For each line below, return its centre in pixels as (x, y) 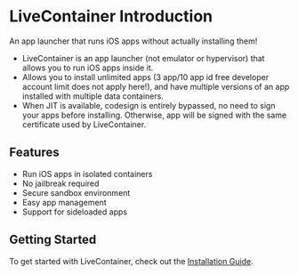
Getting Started (53, 240)
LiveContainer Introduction (111, 16)
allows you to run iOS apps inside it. (88, 68)
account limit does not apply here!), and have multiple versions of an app (156, 86)
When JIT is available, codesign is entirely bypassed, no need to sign (149, 105)
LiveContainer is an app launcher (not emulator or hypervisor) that (143, 58)
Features (34, 153)
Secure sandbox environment (76, 192)
